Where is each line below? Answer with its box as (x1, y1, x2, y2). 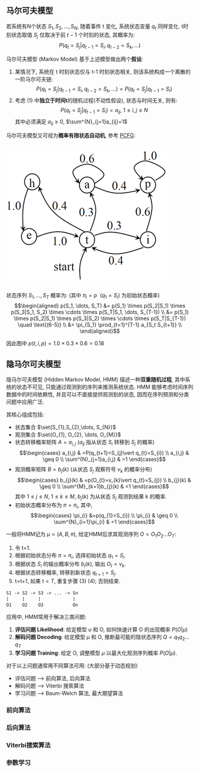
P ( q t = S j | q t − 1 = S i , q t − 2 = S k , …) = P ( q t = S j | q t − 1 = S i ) (36, 85, 172, 94)
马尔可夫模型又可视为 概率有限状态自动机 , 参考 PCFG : (6, 132, 135, 139)
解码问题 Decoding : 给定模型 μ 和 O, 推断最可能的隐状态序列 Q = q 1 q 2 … (14, 633, 190, 642)
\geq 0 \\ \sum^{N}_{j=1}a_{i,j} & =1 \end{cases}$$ (42, 455, 166, 463)
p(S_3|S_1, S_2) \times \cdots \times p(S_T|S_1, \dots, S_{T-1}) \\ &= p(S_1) (11, 309, 189, 316)
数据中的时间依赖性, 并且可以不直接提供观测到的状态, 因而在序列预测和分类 (6, 391, 189, 398)
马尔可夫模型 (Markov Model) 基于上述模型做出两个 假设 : (6, 55, 144, 63)
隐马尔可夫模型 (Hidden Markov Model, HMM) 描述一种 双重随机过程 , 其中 (6, 376, 185, 383)
